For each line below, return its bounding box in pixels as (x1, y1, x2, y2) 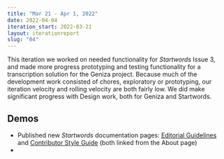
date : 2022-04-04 (7, 17, 58, 24)
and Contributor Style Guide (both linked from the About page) (17, 138, 197, 146)
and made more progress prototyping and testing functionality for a (7, 63, 201, 71)
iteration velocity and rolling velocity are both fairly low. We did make (7, 85, 205, 93)
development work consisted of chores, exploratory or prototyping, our (7, 77, 212, 86)
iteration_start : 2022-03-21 (7, 23, 92, 30)
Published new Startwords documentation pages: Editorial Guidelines (17, 130, 217, 139)
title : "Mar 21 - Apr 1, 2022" (7, 10, 98, 17)
